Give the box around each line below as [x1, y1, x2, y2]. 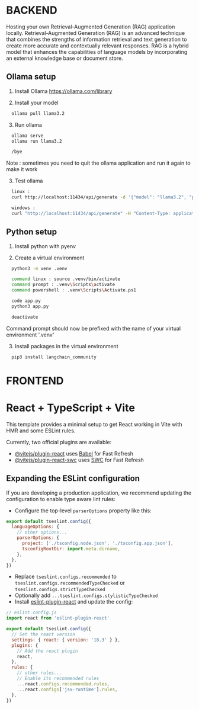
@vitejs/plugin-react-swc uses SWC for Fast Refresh [14, 456, 144, 463]
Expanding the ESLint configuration [6, 473, 140, 483]
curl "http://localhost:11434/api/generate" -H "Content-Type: [11, 210, 171, 216]
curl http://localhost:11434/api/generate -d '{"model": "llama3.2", [11, 194, 187, 200]
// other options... [17, 530, 68, 535]
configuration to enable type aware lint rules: [6, 495, 115, 502]
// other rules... [17, 670, 62, 676]
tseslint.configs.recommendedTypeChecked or [14, 579, 126, 586]
